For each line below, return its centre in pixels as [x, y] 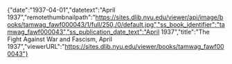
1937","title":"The [185, 32]
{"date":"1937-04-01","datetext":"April [61, 10]
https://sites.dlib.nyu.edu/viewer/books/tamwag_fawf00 [144, 46]
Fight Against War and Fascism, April [60, 39]
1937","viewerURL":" [36, 46]
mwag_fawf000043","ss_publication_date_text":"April [83, 32]
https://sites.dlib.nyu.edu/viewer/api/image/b [159, 17]
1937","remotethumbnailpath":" [51, 17]
